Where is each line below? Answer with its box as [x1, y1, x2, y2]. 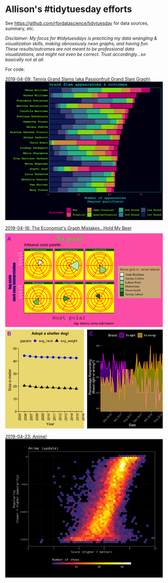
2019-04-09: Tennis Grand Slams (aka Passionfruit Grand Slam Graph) [5, 76, 151, 82]
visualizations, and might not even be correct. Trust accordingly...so [5, 51, 146, 57]
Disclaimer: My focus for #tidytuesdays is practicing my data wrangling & [5, 35, 157, 41]
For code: [5, 66, 25, 72]
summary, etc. [5, 25, 35, 31]
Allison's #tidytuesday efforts [5, 4, 132, 15]
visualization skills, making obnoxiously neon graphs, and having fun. [5, 40, 149, 46]
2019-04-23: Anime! [5, 433, 47, 440]
